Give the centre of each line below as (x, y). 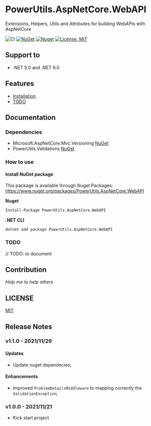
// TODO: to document (29, 253)
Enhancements (22, 377)
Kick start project (31, 418)
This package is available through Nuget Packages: (59, 186)
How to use (20, 162)
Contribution (26, 269)
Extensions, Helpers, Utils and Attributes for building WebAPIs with (75, 24)
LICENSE (20, 298)
